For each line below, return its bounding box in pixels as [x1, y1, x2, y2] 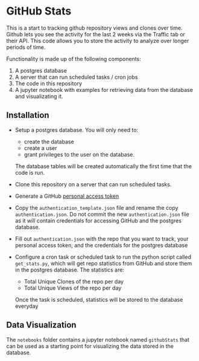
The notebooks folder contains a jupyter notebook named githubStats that [6, 336, 190, 343]
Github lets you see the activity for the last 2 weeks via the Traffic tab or [6, 30, 186, 37]
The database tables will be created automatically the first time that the [14, 162, 192, 170]
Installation [6, 110, 49, 120]
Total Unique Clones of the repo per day [24, 278, 124, 285]
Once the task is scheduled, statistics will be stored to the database [14, 296, 183, 303]
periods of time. [6, 44, 46, 51]
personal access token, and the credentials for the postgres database [14, 241, 188, 249]
